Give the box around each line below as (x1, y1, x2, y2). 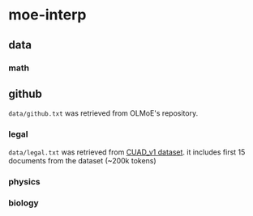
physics (8, 176, 41, 187)
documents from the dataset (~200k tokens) (8, 155, 157, 165)
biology (8, 197, 39, 209)
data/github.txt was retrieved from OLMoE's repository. (8, 108, 199, 118)
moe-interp (8, 6, 87, 24)
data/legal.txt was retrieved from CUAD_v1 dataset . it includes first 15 (8, 147, 246, 157)
